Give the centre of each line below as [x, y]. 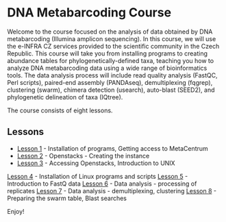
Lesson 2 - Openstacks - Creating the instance [83, 156]
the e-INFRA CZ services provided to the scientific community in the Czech [113, 46]
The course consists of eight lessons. [60, 110]
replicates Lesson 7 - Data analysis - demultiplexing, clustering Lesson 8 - [112, 190]
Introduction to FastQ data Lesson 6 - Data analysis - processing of [102, 184]
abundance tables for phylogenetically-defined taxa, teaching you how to [111, 60]
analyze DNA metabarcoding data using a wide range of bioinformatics [107, 68]
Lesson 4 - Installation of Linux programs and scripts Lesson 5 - [98, 176]
